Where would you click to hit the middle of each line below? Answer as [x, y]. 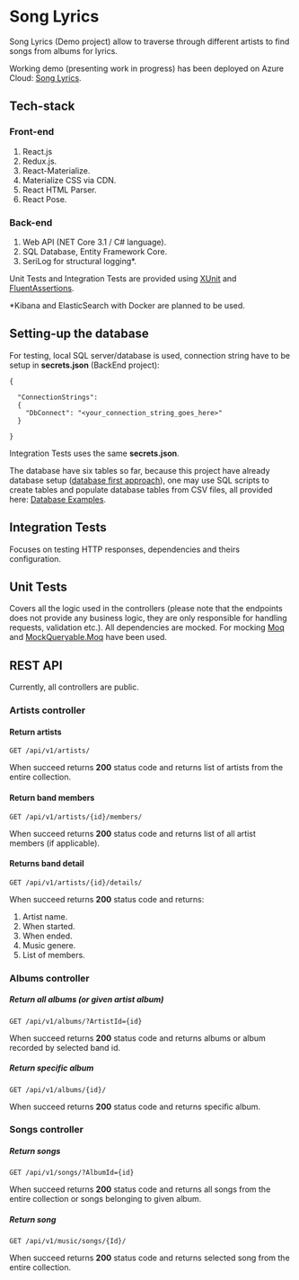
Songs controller [46, 1130]
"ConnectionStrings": [58, 397]
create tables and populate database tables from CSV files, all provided [141, 489]
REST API [36, 666]
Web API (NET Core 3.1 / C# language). [94, 242]
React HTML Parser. [59, 190]
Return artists [35, 732]
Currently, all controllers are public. [74, 687]
